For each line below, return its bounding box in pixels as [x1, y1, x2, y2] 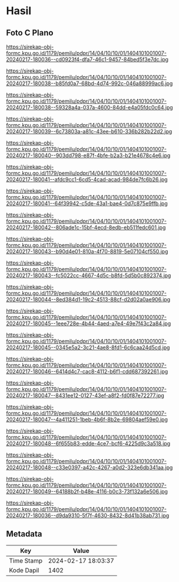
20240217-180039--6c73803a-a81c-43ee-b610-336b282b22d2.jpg [6, 128, 173, 135]
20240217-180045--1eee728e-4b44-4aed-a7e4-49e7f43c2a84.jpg [6, 320, 171, 327]
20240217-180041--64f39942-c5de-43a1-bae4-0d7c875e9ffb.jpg [6, 200, 168, 207]
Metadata [6, 529, 42, 539]
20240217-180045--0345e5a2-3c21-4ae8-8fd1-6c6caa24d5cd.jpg [6, 344, 170, 351]
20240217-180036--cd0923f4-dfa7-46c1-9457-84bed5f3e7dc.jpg [6, 56, 169, 63]
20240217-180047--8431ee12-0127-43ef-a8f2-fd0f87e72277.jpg [6, 392, 165, 399]
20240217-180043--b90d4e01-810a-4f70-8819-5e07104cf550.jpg [6, 248, 168, 255]
